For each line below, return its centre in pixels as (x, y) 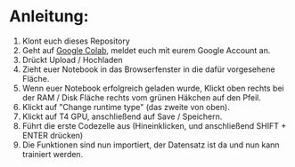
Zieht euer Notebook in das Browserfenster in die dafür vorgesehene (148, 69)
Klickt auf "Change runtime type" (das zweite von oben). (126, 107)
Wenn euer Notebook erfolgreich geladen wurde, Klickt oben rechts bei (153, 88)
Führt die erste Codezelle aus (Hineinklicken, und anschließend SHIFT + (154, 125)
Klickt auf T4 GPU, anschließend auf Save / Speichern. (122, 116)
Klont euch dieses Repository (76, 41)
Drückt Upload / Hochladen (72, 60)
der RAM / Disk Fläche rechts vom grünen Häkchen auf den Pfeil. (141, 97)
